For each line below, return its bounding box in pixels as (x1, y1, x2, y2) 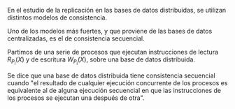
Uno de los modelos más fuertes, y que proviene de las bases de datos (7, 27, 213, 35)
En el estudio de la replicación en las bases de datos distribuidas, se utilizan (7, 6, 227, 14)
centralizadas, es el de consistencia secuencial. (7, 34, 145, 43)
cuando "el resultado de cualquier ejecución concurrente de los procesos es (7, 79, 228, 87)
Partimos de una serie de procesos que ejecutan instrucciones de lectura (7, 48, 219, 56)
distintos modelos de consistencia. (7, 13, 107, 22)
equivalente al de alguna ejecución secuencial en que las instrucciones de (7, 87, 222, 95)
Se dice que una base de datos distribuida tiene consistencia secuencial (7, 71, 215, 80)
